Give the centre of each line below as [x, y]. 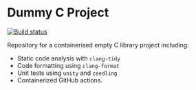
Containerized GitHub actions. [60, 80]
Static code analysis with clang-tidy [68, 58]
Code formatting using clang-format [68, 65]
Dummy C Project [58, 13]
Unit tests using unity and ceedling [67, 73]
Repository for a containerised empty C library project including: [98, 45]
